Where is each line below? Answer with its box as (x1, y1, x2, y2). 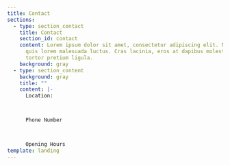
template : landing (7, 147, 60, 154)
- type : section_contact (13, 22, 84, 29)
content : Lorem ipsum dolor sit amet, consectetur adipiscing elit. (19, 42, 219, 48)
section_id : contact (19, 35, 78, 42)
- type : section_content (13, 67, 84, 74)
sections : (7, 16, 36, 23)
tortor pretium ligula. (25, 55, 94, 61)
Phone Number (25, 117, 63, 123)
